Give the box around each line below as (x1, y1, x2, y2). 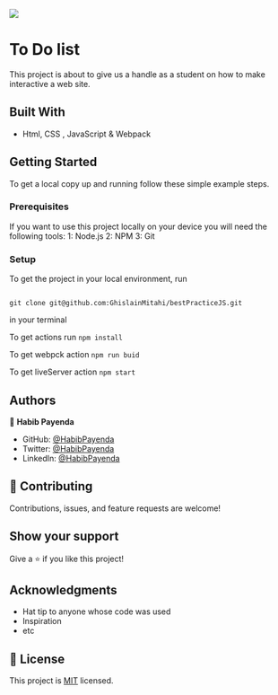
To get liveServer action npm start (9, 366, 136, 377)
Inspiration (22, 616, 62, 627)
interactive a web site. (9, 78, 91, 89)
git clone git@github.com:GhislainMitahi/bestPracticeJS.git (9, 299, 243, 308)
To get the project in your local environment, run (9, 274, 188, 285)
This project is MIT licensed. (9, 675, 114, 686)
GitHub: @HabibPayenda (22, 434, 115, 444)
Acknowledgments (9, 582, 118, 597)
